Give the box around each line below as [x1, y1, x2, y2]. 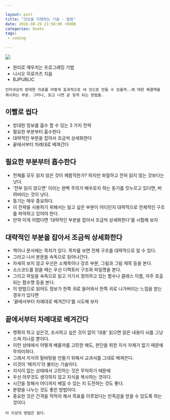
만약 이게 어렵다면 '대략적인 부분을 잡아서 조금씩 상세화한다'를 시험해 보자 [12, 217, 158, 223]
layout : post [5, 12, 33, 17]
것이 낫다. [30, 191, 50, 197]
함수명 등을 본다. [22, 279, 55, 285]
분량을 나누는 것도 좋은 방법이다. [12, 387, 77, 393]
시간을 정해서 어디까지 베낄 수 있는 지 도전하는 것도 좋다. [12, 380, 124, 386]
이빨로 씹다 [5, 108, 38, 116]
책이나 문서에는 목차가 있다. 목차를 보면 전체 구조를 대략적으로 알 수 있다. [12, 248, 157, 254]
